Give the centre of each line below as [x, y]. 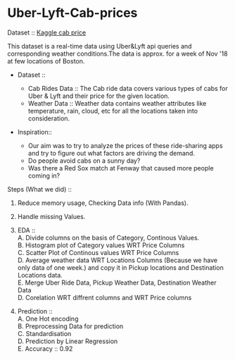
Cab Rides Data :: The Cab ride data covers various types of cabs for [128, 88]
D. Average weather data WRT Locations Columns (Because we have [118, 260]
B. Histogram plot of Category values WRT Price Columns [101, 245]
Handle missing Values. [51, 216]
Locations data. [40, 275]
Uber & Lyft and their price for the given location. [99, 96]
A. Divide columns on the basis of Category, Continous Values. [108, 237]
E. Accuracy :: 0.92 [45, 348]
